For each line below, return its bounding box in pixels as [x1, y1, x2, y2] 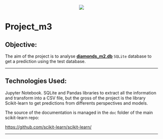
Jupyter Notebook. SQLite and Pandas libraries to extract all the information [5, 90, 157, 95]
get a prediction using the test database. [5, 59, 86, 64]
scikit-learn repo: [5, 114, 40, 121]
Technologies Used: [5, 77, 67, 85]
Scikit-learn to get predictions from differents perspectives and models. [5, 100, 148, 106]
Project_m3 [5, 21, 52, 32]
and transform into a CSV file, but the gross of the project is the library [5, 95, 146, 101]
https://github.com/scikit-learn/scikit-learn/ [5, 124, 92, 130]
